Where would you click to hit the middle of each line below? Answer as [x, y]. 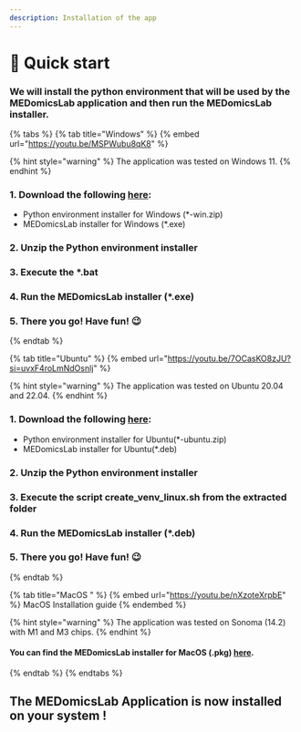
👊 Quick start [60, 62]
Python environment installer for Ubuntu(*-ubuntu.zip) [125, 439]
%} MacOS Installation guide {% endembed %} [98, 604]
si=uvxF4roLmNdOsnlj [52, 368]
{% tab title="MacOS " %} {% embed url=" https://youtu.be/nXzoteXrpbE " [148, 594]
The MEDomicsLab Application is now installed [146, 701]
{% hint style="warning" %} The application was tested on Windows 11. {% [150, 161]
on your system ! [58, 716]
